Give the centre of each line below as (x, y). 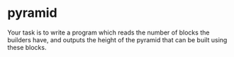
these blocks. (27, 47)
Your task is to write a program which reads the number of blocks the (108, 32)
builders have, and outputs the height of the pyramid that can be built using (117, 39)
